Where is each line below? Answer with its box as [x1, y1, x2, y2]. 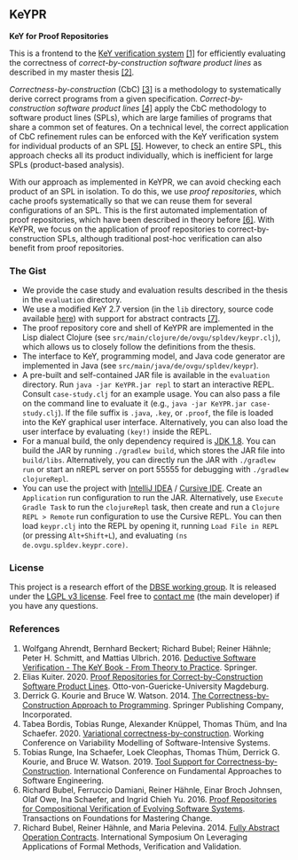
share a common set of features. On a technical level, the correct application [9, 122, 289, 132]
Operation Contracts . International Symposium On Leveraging [21, 832, 248, 842]
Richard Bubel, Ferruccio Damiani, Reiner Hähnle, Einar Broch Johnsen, [21, 785, 283, 795]
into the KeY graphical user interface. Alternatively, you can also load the [21, 417, 288, 428]
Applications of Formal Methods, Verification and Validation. [21, 840, 242, 851]
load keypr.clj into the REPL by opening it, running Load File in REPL [21, 521, 279, 532]
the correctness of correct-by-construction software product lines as [9, 57, 263, 67]
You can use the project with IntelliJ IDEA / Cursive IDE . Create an [21, 483, 263, 493]
